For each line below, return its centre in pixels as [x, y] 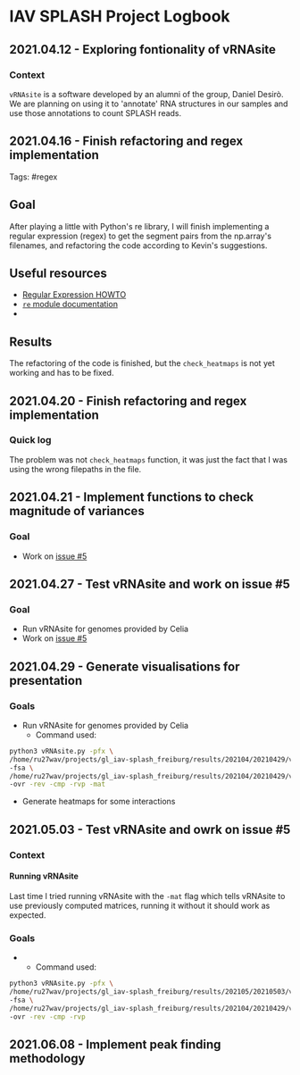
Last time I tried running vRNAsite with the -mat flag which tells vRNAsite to [147, 896]
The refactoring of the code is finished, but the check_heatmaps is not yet [142, 363]
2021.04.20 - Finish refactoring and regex [128, 400]
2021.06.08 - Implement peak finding [115, 1044]
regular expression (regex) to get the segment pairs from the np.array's [141, 236]
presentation [46, 680]
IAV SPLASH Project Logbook [120, 17]
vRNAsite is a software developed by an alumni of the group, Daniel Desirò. [146, 94]
